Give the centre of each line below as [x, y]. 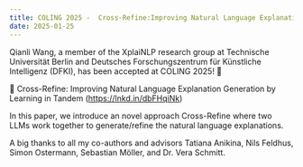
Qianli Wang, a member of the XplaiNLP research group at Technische [139, 51]
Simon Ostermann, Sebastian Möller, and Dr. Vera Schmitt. [117, 152]
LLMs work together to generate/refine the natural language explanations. [147, 125]
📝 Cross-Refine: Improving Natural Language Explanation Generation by [143, 88]
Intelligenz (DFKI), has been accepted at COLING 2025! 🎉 [116, 71]
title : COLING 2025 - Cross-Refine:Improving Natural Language [133, 18]
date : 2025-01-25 [42, 26]
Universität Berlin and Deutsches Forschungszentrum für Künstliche [135, 61]
